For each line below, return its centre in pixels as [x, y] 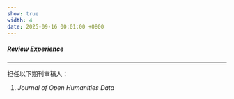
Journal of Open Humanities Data [66, 88]
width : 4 [20, 20]
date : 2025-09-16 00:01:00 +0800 [56, 26]
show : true [23, 14]
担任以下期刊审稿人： [38, 74]
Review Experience [36, 49]
